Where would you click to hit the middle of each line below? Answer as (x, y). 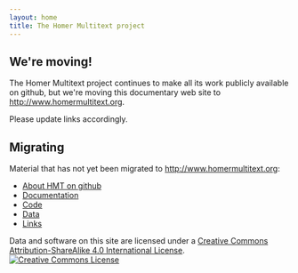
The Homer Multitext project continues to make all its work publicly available (149, 83)
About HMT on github (62, 186)
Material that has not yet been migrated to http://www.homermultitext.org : (145, 169)
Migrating (37, 147)
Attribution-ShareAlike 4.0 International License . (97, 251)
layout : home (33, 17)
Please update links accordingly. (68, 119)
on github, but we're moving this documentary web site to (115, 92)
